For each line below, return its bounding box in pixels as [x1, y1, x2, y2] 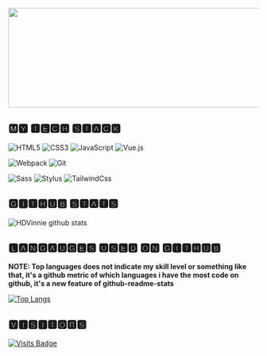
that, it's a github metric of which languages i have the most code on [8, 270, 239, 280]
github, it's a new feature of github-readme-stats [8, 279, 175, 288]
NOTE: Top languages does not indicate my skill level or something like [8, 262, 247, 272]
